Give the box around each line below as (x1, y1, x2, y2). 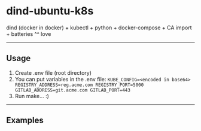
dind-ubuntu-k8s (6, 4, 94, 18)
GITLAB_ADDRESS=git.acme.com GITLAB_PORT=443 (14, 87, 130, 93)
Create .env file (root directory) (14, 69, 92, 76)
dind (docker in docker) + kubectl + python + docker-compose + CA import (6, 24, 193, 31)
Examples (6, 115, 44, 126)
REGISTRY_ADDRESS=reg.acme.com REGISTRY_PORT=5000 (14, 82, 144, 88)
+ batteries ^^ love (6, 30, 51, 37)
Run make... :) (14, 92, 50, 99)
